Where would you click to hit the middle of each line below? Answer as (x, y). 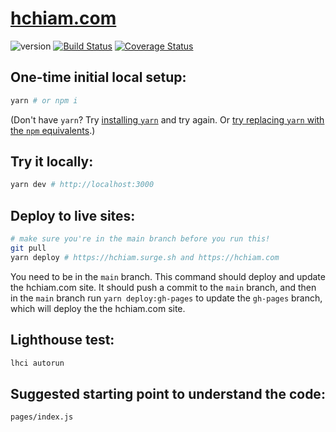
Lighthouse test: (62, 340)
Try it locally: (52, 162)
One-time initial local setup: (98, 77)
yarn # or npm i (44, 100)
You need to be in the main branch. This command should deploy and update (168, 276)
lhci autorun (37, 363)
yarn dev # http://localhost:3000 (82, 185)
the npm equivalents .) (53, 130)
